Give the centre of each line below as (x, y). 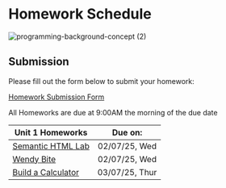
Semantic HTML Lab (51, 146)
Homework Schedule (80, 14)
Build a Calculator (46, 172)
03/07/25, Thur (127, 172)
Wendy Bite (34, 159)
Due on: (127, 132)
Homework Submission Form (56, 97)
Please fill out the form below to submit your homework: (102, 81)
